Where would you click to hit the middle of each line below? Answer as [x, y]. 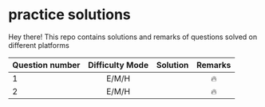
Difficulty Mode [118, 65]
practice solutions [70, 15]
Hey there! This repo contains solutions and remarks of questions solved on [133, 37]
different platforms [39, 45]
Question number [46, 65]
